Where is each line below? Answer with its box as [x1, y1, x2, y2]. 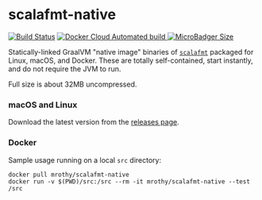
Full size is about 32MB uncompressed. [8, 79, 137, 89]
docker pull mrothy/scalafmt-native [8, 171, 129, 179]
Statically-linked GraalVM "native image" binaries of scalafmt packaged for [8, 47, 254, 56]
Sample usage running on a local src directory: [8, 155, 161, 164]
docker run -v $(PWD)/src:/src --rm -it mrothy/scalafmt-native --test [8, 177, 250, 186]
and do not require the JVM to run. [8, 63, 121, 73]
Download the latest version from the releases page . [8, 117, 180, 127]
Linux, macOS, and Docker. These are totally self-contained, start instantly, [8, 56, 254, 65]
